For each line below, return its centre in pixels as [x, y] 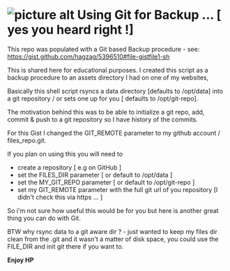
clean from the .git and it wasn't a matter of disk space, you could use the [113, 239]
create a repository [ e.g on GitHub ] [69, 167]
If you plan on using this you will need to [65, 154]
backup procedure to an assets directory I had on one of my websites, [108, 78]
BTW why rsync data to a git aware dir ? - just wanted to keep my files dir [112, 231]
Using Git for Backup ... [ [149, 15]
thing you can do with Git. [44, 218]
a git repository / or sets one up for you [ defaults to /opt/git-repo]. [103, 98]
